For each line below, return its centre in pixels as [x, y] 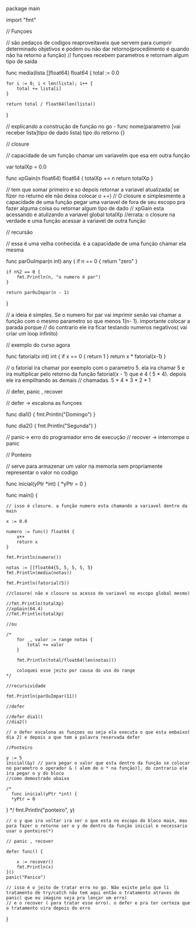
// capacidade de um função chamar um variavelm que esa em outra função [98, 155]
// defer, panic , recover [35, 391]
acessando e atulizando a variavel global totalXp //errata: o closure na [91, 215]
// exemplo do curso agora [38, 345]
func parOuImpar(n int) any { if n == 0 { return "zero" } [72, 261]
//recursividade [26, 686]
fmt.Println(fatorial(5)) [38, 583]
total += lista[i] [39, 89]
